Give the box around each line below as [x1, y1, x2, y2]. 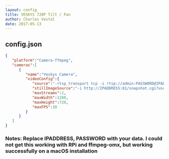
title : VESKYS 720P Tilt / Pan [5, 12, 71, 17]
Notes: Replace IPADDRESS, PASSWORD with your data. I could [5, 135, 162, 142]
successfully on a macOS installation [5, 147, 98, 154]
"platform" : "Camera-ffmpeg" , [12, 58, 73, 63]
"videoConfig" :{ [25, 76, 59, 82]
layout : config [5, 7, 37, 13]
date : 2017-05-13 [5, 21, 42, 27]
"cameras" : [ [12, 62, 37, 68]
